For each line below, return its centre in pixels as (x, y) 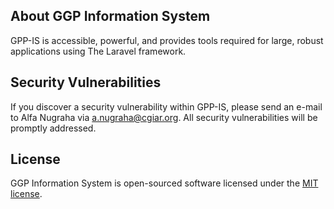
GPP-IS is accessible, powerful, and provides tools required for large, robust (167, 40)
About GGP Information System (110, 16)
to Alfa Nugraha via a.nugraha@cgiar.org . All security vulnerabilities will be (164, 117)
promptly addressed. (53, 128)
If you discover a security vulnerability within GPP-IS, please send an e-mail (166, 106)
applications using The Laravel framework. (98, 51)
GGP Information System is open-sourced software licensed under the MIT (164, 183)
